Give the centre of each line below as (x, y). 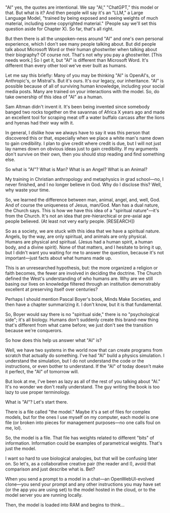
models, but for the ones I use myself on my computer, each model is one (82, 417)
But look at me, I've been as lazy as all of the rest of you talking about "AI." (83, 381)
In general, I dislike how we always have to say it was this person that (78, 133)
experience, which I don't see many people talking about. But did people (81, 44)
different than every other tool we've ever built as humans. (66, 66)
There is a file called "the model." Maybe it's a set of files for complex (78, 412)
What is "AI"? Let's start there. (37, 402)
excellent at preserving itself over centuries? (52, 289)
